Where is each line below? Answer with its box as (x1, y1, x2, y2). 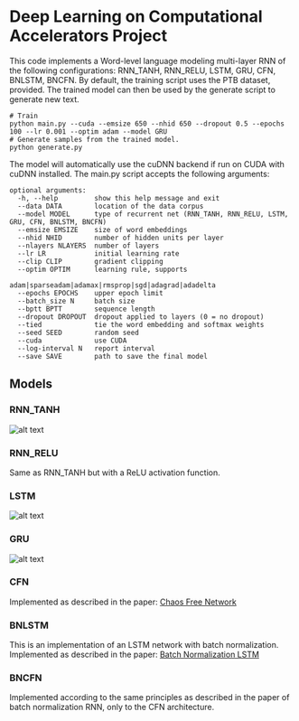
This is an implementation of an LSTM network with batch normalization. (9, 640, 279, 651)
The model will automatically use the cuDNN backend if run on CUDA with (9, 158, 285, 169)
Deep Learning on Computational (9, 6, 263, 27)
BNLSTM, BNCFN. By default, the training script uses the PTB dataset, (9, 74, 271, 85)
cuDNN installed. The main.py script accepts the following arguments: (9, 168, 270, 179)
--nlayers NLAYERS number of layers (17, 241, 160, 250)
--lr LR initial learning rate (17, 248, 180, 258)
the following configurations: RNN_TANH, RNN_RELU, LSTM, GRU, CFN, (9, 65, 276, 76)
